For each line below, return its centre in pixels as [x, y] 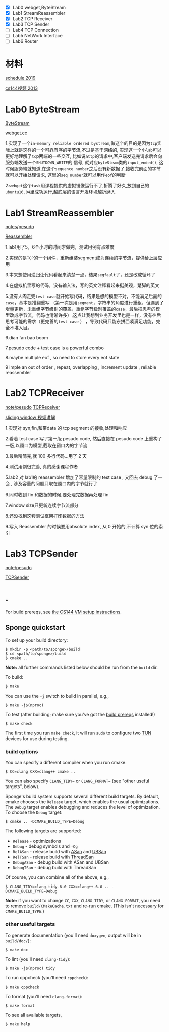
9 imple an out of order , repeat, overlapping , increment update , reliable [81, 367]
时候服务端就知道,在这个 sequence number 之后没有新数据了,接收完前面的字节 [83, 169]
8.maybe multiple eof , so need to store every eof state [62, 358]
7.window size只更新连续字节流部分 [42, 505]
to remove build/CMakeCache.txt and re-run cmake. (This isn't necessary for [84, 906]
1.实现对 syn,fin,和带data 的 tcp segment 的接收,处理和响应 [66, 428]
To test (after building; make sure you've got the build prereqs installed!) [80, 714]
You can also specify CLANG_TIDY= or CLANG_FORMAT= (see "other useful [77, 781]
